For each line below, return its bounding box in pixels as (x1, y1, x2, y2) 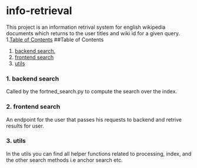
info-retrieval (6, 4, 72, 18)
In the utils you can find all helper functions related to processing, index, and (6, 150, 192, 157)
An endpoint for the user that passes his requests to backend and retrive (6, 116, 182, 123)
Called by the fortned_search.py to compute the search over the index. (6, 88, 178, 95)
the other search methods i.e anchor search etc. (6, 156, 123, 163)
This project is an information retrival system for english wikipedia (6, 23, 166, 31)
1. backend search (6, 75, 59, 83)
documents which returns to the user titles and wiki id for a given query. (6, 29, 181, 36)
